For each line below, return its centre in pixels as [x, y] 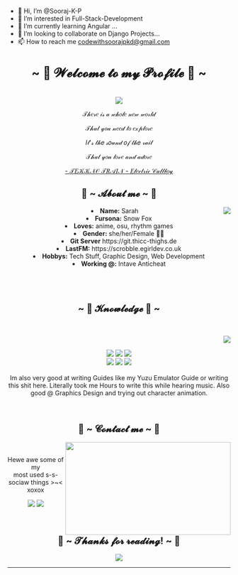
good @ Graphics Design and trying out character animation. [119, 393]
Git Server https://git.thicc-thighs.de [123, 241]
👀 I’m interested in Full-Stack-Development [80, 18]
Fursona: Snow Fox [123, 218]
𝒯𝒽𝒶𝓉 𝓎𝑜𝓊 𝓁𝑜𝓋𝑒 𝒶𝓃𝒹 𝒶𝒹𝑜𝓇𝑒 [119, 156]
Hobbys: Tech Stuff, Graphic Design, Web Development [124, 256]
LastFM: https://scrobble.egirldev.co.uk [124, 248]
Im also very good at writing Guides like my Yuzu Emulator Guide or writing [119, 377]
